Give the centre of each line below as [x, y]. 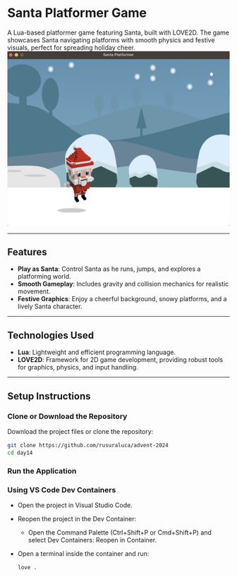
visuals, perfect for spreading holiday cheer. [72, 47]
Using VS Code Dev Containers [62, 490]
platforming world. [44, 277]
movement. [34, 291]
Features [27, 252]
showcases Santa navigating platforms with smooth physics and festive [111, 40]
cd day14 [20, 453]
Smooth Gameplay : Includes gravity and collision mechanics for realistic [123, 284]
